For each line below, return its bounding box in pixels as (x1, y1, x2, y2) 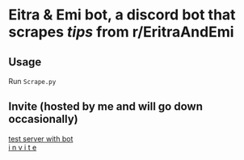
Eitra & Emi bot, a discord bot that (8, 6, 236, 24)
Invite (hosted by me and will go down (8, 99, 204, 114)
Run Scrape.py (8, 77, 57, 86)
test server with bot (8, 133, 74, 143)
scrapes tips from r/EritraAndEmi (8, 23, 234, 41)
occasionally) (8, 112, 78, 126)
